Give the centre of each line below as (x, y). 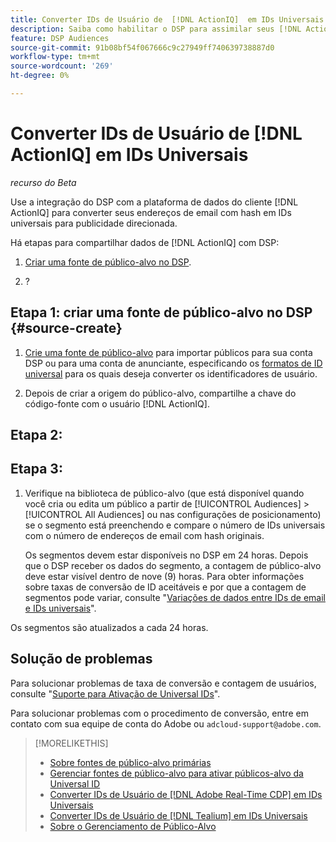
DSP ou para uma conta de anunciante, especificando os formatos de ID (173, 363)
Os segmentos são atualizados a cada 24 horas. (109, 627)
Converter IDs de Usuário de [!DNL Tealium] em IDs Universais (178, 815)
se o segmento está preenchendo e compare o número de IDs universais (175, 525)
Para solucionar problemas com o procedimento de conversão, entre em (159, 713)
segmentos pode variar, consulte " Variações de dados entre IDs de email (175, 597)
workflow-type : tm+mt (55, 57)
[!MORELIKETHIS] (71, 743)
